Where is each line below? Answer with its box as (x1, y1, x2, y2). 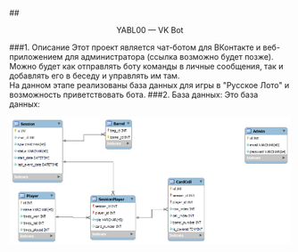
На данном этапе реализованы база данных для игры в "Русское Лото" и (9, 80, 290, 90)
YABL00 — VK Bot (116, 25, 184, 35)
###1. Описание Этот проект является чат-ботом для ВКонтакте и (9, 42, 261, 53)
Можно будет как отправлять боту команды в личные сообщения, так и (9, 61, 284, 71)
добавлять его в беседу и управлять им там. (9, 70, 180, 81)
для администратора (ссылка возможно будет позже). (64, 52, 274, 61)
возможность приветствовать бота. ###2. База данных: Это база (9, 89, 259, 100)
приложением (9, 52, 63, 61)
